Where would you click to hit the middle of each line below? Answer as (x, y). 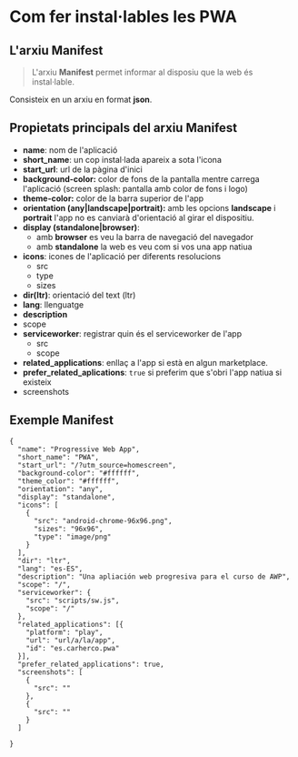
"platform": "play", (65, 632)
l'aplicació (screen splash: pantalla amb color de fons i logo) (135, 188)
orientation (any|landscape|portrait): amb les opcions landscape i (149, 207)
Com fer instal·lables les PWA (124, 17)
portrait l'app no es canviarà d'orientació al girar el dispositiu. (138, 217)
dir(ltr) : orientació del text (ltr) (79, 295)
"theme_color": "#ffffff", (69, 481)
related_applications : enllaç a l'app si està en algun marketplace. (145, 362)
